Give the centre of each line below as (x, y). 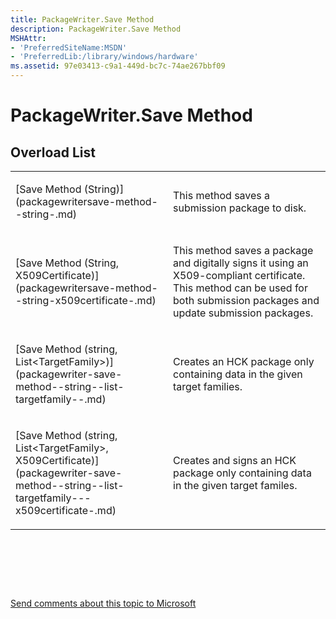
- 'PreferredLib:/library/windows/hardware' (104, 57)
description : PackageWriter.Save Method (96, 29)
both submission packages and (246, 300)
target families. (208, 386)
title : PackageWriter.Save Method (82, 19)
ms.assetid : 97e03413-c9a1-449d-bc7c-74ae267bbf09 (118, 66)
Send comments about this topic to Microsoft (103, 603)
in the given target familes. (235, 485)
